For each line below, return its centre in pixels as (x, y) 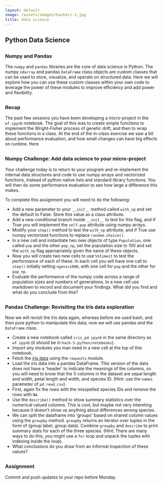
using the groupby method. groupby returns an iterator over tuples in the (83, 421)
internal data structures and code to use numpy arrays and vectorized (75, 174)
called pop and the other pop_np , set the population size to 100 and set (82, 245)
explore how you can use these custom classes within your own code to (77, 82)
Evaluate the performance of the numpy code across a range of (76, 276)
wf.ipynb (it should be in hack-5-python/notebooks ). (63, 343)
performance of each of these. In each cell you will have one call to (80, 261)
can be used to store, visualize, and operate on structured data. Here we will (81, 77)
